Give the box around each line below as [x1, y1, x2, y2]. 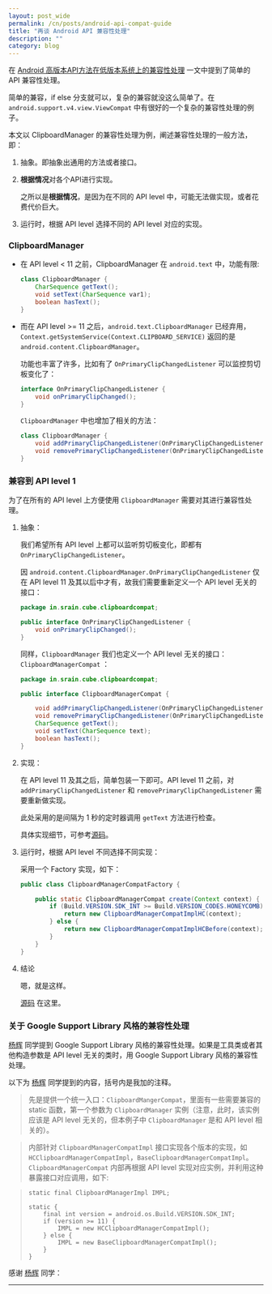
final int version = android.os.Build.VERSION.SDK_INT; [43, 1210, 236, 1218]
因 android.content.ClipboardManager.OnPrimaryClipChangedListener [19, 567, 251, 577]
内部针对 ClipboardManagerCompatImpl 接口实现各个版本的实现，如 [28, 1142, 248, 1151]
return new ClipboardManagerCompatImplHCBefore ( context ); [63, 925, 264, 933]
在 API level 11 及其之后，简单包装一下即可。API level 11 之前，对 [19, 775, 235, 784]
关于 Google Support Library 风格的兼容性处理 [8, 1020, 190, 1031]
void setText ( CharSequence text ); [35, 727, 151, 736]
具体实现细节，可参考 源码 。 [19, 830, 113, 839]
